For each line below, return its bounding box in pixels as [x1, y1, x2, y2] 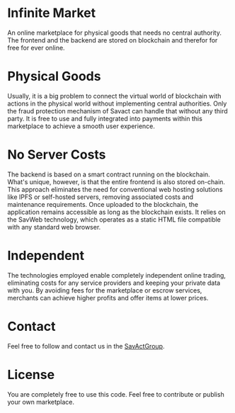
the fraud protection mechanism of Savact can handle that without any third [7, 106, 228, 115]
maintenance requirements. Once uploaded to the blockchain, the [7, 200, 199, 208]
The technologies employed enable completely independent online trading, [7, 271, 227, 279]
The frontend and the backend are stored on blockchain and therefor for [7, 35, 218, 44]
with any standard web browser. [7, 222, 101, 231]
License [7, 366, 55, 383]
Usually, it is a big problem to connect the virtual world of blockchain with [7, 91, 222, 100]
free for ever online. [7, 43, 65, 52]
